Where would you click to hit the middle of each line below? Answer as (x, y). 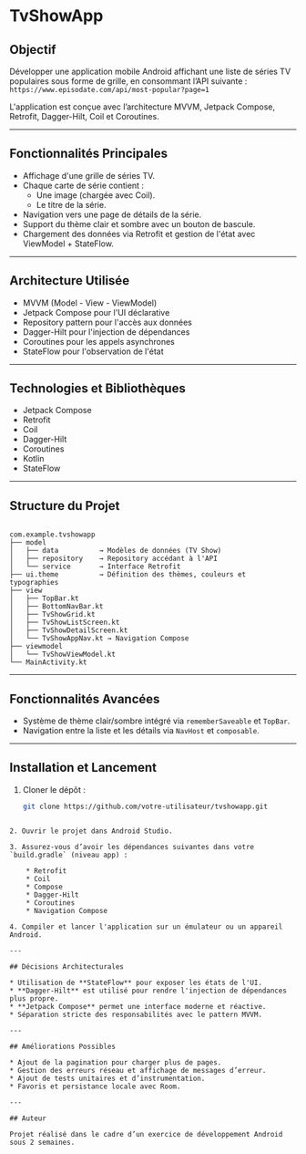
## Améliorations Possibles (63, 1046)
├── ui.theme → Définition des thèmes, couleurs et (128, 575)
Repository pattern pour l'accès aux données (107, 322)
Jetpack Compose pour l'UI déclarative (96, 312)
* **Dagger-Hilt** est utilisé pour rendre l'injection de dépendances (148, 991)
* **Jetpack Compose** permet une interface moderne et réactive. (138, 1006)
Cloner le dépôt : (54, 789)
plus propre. (34, 998)
